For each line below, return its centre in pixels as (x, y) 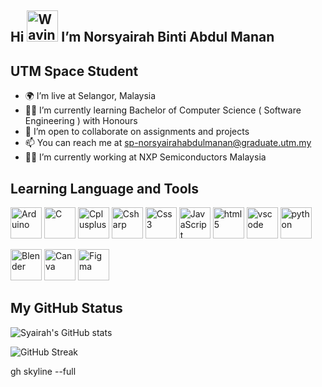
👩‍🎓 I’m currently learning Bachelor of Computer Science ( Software (163, 110)
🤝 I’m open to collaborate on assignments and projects (137, 132)
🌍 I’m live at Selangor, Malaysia (90, 96)
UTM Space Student (74, 71)
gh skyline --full (43, 371)
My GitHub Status (66, 308)
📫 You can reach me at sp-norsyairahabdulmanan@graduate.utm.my (168, 143)
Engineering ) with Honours (81, 121)
